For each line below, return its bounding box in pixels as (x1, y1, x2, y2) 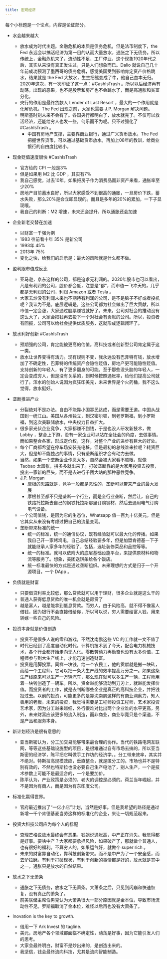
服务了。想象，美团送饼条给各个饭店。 (36, 556, 115, 562)
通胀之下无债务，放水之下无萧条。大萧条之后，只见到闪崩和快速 (19, 884, 151, 890)
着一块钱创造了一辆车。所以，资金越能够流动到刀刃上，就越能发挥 (19, 680, 156, 686)
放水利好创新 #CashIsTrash (12, 330, 68, 336)
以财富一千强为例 (19, 230, 55, 236)
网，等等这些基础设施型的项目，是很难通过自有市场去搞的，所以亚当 (19, 745, 160, 751)
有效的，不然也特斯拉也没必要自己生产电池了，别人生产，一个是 (24, 764, 156, 770)
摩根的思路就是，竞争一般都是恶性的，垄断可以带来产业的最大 (27, 481, 155, 487)
